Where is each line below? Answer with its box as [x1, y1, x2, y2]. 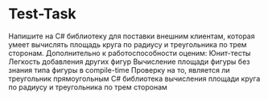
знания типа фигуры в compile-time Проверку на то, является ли [8, 65, 231, 74]
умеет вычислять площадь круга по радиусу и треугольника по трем [8, 39, 247, 49]
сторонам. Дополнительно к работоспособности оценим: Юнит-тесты [8, 48, 251, 58]
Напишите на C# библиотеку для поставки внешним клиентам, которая [8, 31, 255, 41]
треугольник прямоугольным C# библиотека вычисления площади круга [8, 74, 261, 83]
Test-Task [8, 5, 76, 23]
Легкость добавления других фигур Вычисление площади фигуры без [8, 57, 250, 66]
